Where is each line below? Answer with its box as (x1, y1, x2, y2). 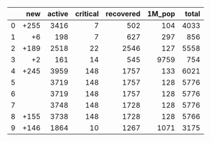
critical (75, 9, 99, 18)
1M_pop (147, 9, 176, 18)
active (47, 9, 68, 18)
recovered (105, 9, 141, 18)
